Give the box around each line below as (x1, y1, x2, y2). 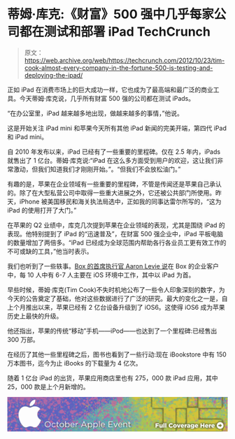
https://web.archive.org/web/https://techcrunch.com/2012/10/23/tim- (24, 56, 225, 64)
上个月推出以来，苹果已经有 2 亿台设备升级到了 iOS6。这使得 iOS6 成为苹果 (7, 303, 225, 311)
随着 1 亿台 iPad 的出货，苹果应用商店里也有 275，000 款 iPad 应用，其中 (7, 373, 218, 382)
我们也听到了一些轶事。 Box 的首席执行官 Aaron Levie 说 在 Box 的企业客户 (7, 261, 219, 270)
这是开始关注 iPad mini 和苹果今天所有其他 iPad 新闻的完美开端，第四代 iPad (7, 124, 227, 132)
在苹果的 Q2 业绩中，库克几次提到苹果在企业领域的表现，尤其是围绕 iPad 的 (7, 221, 225, 229)
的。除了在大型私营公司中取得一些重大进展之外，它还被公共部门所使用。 (7, 188, 215, 196)
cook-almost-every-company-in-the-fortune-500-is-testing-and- (24, 64, 213, 72)
